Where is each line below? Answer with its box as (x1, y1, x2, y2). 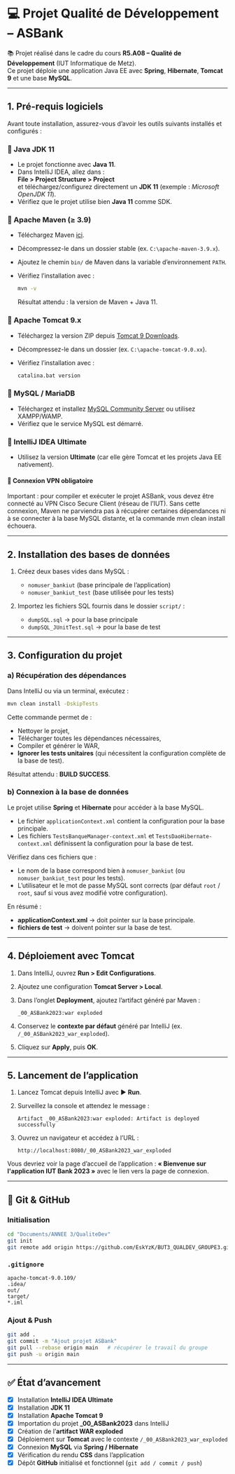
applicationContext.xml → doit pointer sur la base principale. (17, 915, 196, 924)
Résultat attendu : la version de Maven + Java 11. (17, 298, 158, 306)
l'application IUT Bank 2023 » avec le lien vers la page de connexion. (7, 1167, 209, 1175)
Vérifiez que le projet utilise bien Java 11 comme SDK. (17, 198, 173, 206)
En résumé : (7, 902, 42, 910)
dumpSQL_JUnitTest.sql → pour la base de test (27, 623, 161, 631)
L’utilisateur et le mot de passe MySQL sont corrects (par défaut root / (17, 881, 220, 889)
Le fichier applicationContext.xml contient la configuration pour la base (17, 817, 225, 825)
